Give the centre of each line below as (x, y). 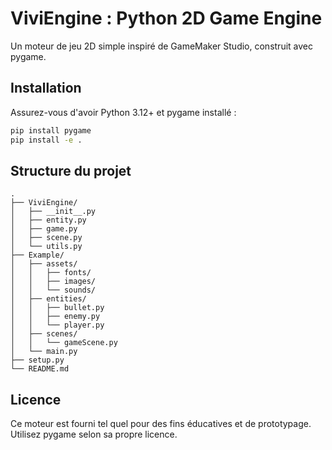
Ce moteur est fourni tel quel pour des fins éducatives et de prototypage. (161, 424)
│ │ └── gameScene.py (64, 343)
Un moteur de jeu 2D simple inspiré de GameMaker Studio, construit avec (161, 46)
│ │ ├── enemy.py (55, 317)
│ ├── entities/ (48, 299)
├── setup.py (37, 360)
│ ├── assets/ (44, 264)
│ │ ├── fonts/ (51, 273)
